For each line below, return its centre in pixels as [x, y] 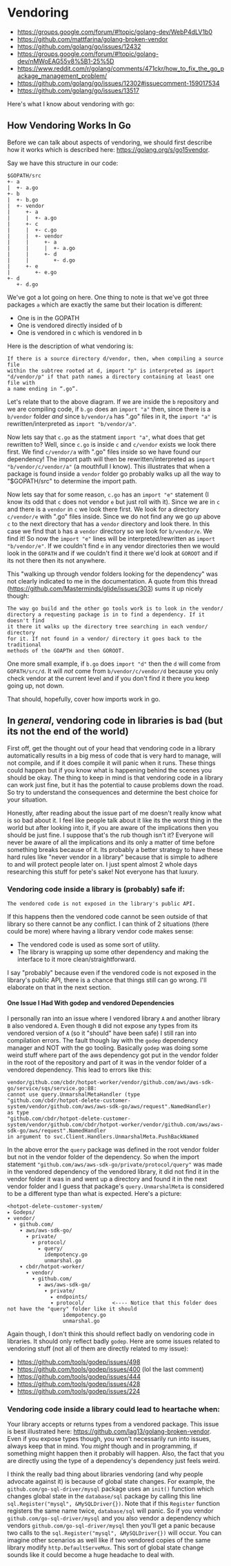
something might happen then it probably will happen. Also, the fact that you [116, 1453]
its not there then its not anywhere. [57, 560]
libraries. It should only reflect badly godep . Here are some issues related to [114, 1342]
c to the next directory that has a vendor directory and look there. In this [109, 523]
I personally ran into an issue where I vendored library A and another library [114, 1018]
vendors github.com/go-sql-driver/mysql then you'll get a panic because [111, 1526]
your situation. [28, 800]
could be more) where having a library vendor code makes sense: [101, 931]
